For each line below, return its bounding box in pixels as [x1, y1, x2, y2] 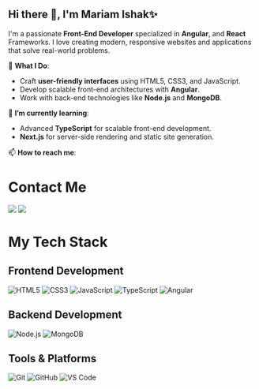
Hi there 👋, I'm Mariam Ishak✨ [8, 8, 158, 21]
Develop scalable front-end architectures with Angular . [19, 84, 200, 94]
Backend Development [8, 309, 122, 322]
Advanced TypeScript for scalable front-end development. [19, 123, 212, 133]
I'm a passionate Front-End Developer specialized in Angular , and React [8, 28, 246, 38]
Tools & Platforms [8, 352, 97, 365]
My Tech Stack [8, 233, 108, 251]
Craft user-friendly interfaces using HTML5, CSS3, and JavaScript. [19, 76, 241, 85]
